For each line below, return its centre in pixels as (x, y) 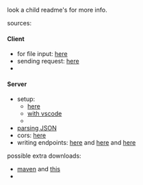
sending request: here (48, 61)
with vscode (44, 114)
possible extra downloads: (44, 156)
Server (17, 84)
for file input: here (42, 54)
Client (16, 39)
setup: (26, 99)
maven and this (38, 169)
